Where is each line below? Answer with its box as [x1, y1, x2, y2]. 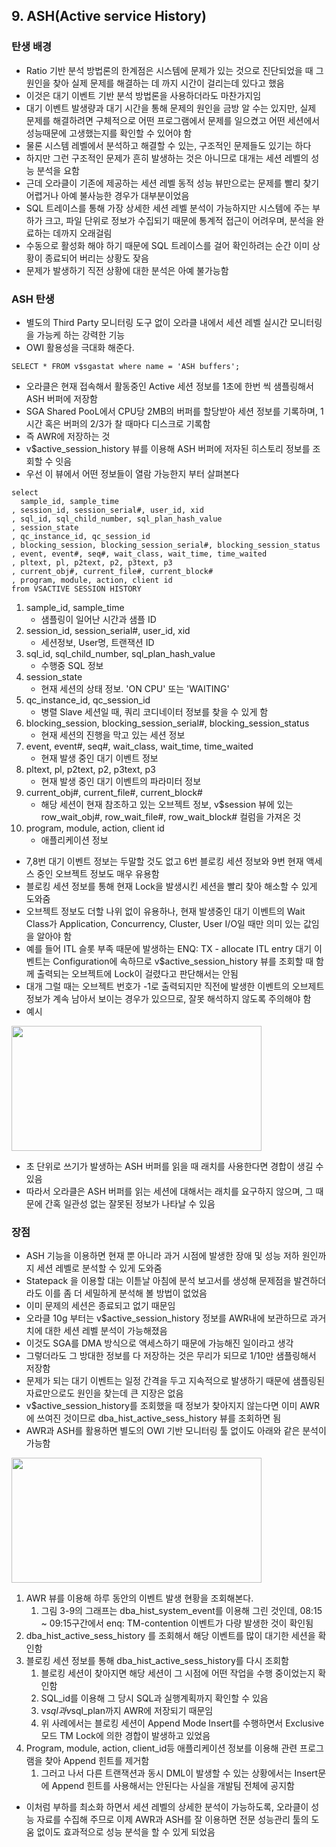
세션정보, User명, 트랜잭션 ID [40, 636, 155, 648]
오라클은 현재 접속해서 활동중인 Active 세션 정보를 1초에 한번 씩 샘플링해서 [25, 380, 314, 392]
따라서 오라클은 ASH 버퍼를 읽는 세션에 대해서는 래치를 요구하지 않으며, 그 [25, 1185, 314, 1197]
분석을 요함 [36, 164, 80, 176]
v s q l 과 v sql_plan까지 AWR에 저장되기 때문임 [40, 1705, 214, 1717]
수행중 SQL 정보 [40, 659, 104, 671]
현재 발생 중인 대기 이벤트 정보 [40, 752, 159, 764]
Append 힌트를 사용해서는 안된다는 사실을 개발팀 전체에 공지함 [51, 1780, 295, 1792]
